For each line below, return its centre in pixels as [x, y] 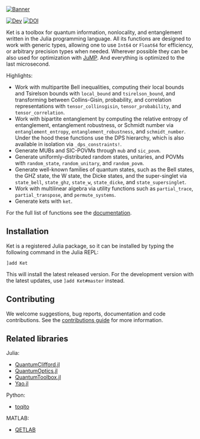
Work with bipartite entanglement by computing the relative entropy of [101, 119]
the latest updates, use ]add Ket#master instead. [66, 280]
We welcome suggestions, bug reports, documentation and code [86, 314]
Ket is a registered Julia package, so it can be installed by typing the [90, 246]
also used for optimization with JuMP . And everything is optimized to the [96, 58]
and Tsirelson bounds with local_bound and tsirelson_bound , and [95, 93]
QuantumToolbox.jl [38, 377]
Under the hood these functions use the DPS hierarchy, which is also [99, 138]
